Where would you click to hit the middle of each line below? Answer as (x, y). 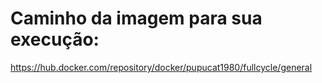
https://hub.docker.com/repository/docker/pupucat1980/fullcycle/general (161, 67)
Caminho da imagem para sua (136, 18)
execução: (55, 39)
